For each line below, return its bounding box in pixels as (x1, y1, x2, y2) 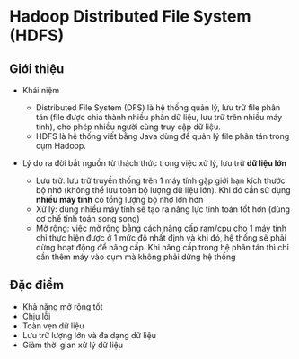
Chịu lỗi (22, 311, 51, 321)
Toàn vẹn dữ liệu (22, 320, 84, 331)
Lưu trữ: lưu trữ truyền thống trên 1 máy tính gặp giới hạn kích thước (35, 175, 286, 186)
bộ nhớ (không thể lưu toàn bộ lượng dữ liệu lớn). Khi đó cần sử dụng (35, 185, 291, 195)
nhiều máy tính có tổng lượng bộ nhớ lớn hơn (35, 195, 204, 205)
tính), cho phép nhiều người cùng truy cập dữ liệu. (35, 121, 222, 132)
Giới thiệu (9, 61, 65, 76)
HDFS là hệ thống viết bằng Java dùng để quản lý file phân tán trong (35, 131, 290, 141)
